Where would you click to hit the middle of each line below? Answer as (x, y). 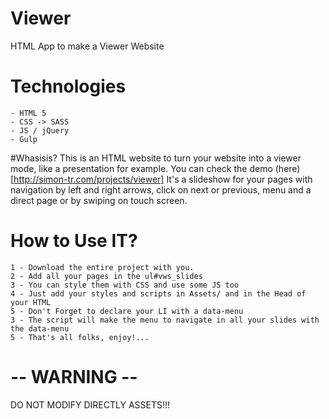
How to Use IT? (74, 241)
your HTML (31, 302)
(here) (287, 168)
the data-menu (40, 328)
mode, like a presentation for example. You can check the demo (141, 168)
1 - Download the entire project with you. (102, 267)
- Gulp (24, 139)
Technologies (68, 86)
